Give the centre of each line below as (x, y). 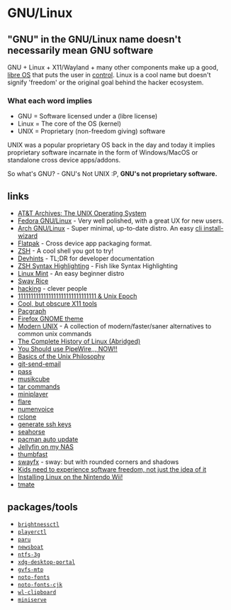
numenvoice (36, 409)
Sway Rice (33, 281)
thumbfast (33, 455)
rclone (27, 417)
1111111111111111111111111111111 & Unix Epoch (77, 296)
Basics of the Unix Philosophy (61, 357)
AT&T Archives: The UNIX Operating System (82, 213)
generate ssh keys (45, 424)
